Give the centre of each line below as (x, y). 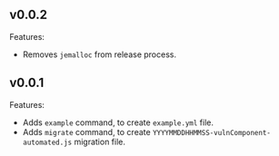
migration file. (100, 141)
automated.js (47, 142)
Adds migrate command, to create (87, 132)
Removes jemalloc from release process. (100, 54)
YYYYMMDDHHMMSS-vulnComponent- (212, 132)
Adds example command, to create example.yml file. (118, 122)
